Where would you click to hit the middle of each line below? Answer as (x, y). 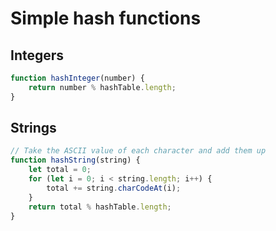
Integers (37, 55)
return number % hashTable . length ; (102, 87)
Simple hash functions (106, 18)
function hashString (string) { (75, 160)
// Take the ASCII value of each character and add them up (138, 151)
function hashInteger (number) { (77, 78)
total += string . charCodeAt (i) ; (114, 188)
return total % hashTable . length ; (100, 207)
